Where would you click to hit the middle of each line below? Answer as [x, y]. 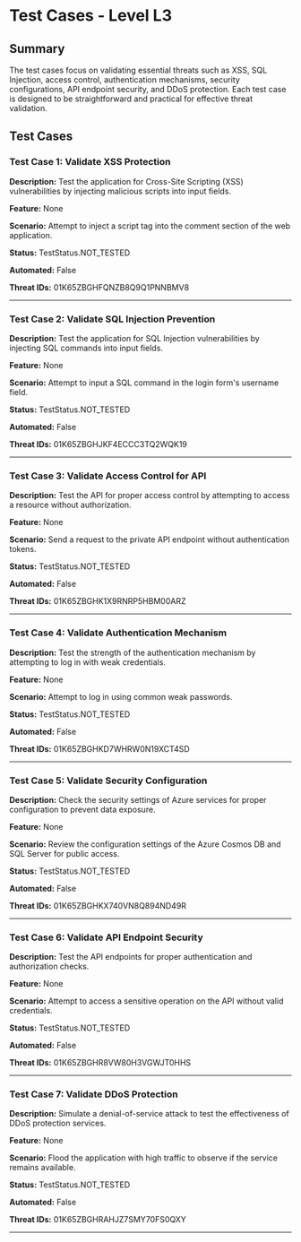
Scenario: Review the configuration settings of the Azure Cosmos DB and [145, 844]
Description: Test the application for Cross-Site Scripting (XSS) [126, 181]
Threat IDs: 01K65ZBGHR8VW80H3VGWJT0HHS [100, 1063]
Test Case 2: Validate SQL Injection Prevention [112, 319]
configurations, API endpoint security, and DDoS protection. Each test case [148, 89]
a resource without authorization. [70, 505]
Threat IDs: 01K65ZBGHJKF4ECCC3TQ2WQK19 [99, 444]
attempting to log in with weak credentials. [87, 662]
